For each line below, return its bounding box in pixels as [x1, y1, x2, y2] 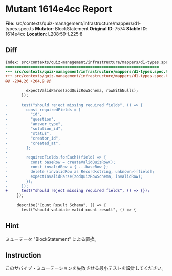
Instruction [5, 251, 41, 260]
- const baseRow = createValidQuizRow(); [5, 160, 116, 165]
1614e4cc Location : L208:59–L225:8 [5, 31, 83, 37]
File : [5, 20, 15, 26]
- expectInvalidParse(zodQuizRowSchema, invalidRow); [5, 174, 143, 179]
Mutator [35, 25, 53, 31]
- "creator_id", [5, 135, 60, 141]
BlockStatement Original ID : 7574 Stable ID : [55, 25, 147, 31]
